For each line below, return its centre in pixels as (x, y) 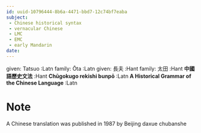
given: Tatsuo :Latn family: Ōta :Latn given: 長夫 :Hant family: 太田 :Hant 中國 (100, 68)
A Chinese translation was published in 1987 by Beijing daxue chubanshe (97, 123)
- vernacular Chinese (36, 28)
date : (13, 51)
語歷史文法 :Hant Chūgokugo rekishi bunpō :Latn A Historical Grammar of (99, 76)
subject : (17, 17)
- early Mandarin (30, 46)
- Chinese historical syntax (45, 23)
